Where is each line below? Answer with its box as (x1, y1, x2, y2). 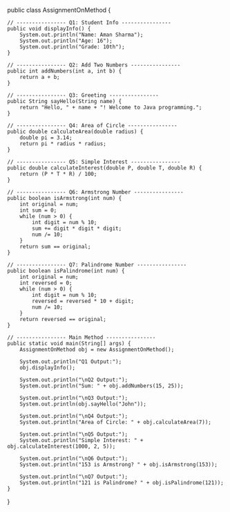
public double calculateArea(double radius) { (7, 128, 144, 135)
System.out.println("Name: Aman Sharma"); (19, 31, 144, 38)
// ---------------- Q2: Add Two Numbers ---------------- (7, 62, 181, 68)
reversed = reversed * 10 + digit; (32, 298, 135, 304)
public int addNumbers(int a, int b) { (7, 68, 122, 75)
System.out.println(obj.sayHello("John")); (19, 401, 147, 408)
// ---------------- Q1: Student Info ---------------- (7, 19, 171, 26)
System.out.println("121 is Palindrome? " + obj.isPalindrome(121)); (19, 479, 224, 486)
